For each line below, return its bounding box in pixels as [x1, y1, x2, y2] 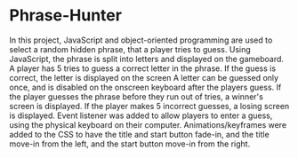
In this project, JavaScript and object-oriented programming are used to [9, 35, 273, 45]
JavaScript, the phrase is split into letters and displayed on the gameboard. [9, 53, 285, 64]
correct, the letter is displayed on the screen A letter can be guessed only [9, 72, 278, 83]
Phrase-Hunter [9, 5, 123, 26]
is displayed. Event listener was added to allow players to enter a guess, [9, 110, 273, 121]
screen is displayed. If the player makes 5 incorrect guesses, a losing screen [9, 100, 290, 111]
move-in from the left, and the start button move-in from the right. [9, 138, 251, 149]
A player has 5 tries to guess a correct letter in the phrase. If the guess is [9, 63, 277, 74]
